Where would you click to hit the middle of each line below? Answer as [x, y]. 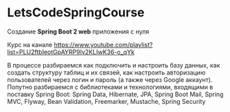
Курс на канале [30, 44]
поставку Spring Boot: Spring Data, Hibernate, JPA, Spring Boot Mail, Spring [115, 94]
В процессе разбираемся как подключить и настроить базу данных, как [114, 65]
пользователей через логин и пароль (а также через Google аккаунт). [110, 79]
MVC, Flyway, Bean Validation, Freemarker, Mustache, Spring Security [106, 101]
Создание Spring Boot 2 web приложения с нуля [78, 31]
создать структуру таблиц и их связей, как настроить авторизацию [106, 72]
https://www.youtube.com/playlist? [103, 44]
